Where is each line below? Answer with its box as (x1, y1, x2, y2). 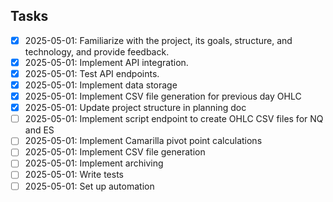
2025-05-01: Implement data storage (24, 79, 178, 91)
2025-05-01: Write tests (24, 169, 124, 181)
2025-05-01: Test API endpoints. (24, 67, 160, 79)
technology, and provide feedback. (24, 45, 170, 58)
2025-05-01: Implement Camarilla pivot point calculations (24, 135, 263, 147)
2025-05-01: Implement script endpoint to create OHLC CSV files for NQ (24, 113, 324, 125)
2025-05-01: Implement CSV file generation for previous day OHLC (24, 90, 302, 103)
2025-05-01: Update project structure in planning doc (24, 102, 247, 114)
